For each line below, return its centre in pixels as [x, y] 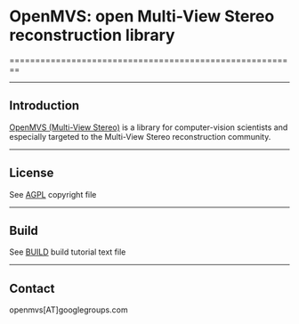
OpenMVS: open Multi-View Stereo [142, 16]
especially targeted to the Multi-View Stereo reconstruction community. [140, 136]
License [32, 173]
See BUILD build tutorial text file [68, 252]
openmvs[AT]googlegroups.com [69, 310]
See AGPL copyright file [53, 194]
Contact [32, 288]
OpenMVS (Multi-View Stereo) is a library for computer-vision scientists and [149, 127]
